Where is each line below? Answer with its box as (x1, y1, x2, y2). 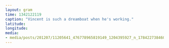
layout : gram (5, 7, 33, 12)
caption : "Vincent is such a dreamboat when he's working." (5, 16, 134, 21)
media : (5, 30, 19, 35)
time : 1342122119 (5, 12, 42, 17)
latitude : (5, 21, 26, 26)
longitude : (5, 26, 28, 31)
